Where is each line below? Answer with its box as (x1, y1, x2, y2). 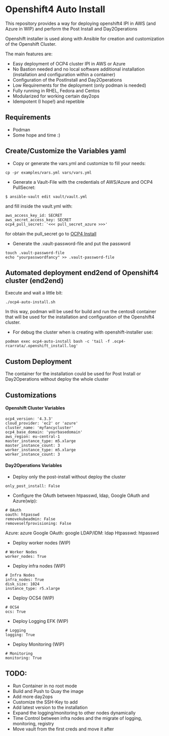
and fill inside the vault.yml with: (5, 203, 73, 209)
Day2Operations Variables (5, 462, 62, 469)
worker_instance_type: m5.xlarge (5, 447, 76, 452)
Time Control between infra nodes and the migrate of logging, (12, 715, 142, 721)
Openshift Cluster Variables (5, 405, 65, 411)
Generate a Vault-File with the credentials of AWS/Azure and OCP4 (12, 179, 153, 185)
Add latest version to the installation (12, 704, 88, 710)
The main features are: (5, 51, 53, 57)
